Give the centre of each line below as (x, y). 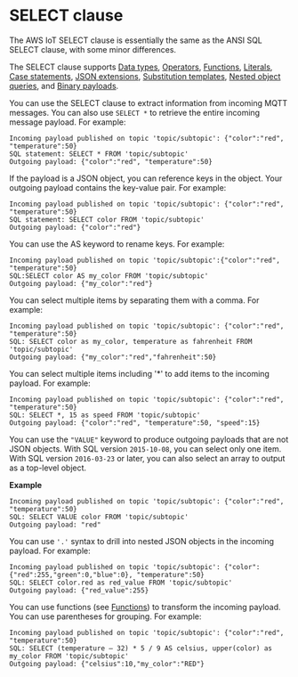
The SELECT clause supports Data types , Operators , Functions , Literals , (141, 67)
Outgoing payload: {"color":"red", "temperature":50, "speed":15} (135, 423)
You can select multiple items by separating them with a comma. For (134, 300)
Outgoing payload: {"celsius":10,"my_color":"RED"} (107, 664)
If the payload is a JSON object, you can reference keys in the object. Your (146, 178)
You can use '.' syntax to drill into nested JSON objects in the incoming (141, 541)
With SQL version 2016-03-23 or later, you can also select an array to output (147, 458)
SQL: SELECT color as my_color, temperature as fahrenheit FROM (131, 341)
